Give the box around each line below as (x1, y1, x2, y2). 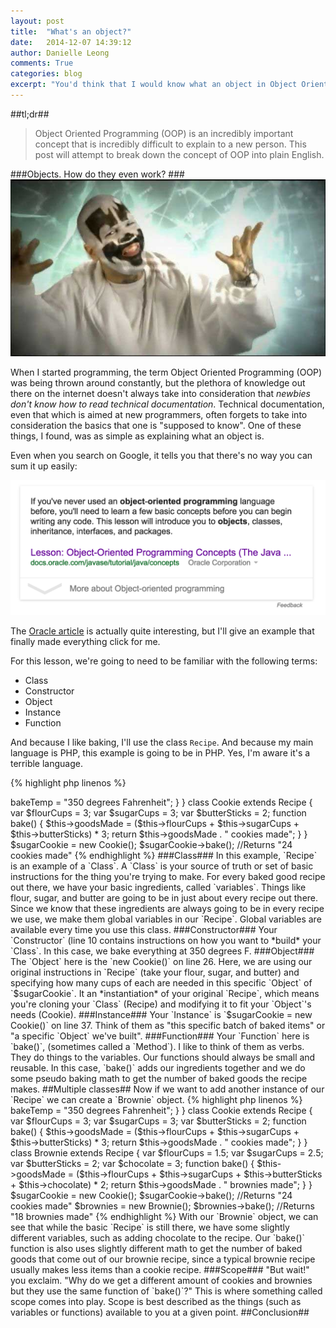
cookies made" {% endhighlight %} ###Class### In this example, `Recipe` (10, 850, 318, 862)
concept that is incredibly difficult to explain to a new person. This (34, 138, 307, 150)
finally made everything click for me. (10, 636, 161, 648)
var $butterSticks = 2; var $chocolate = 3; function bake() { (10, 1158, 255, 1170)
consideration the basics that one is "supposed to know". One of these (10, 419, 302, 431)
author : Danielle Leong (10, 48, 110, 58)
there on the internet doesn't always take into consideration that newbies (10, 387, 311, 399)
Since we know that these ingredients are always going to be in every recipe (10, 903, 325, 915)
